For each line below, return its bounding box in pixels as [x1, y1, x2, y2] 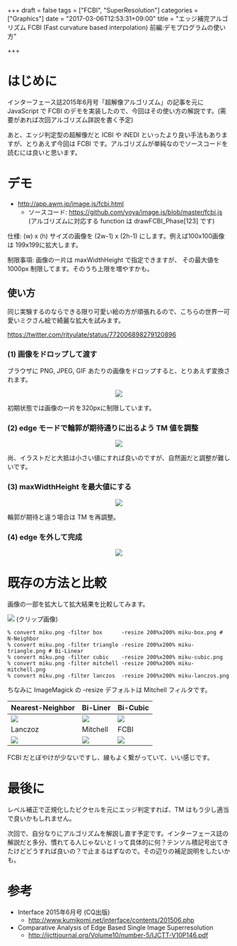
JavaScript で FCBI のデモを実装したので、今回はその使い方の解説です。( [7, 106, 221, 115]
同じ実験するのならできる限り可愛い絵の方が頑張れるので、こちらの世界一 [7, 307, 224, 315]
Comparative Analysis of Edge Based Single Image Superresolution [17, 923, 214, 932]
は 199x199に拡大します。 [7, 240, 83, 249]
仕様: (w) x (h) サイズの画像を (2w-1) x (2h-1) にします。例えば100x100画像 [7, 231, 225, 240]
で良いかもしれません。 [7, 814, 76, 822]
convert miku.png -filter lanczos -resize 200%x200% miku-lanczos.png [13, 672, 230, 679]
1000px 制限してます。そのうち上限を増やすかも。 [7, 264, 154, 273]
